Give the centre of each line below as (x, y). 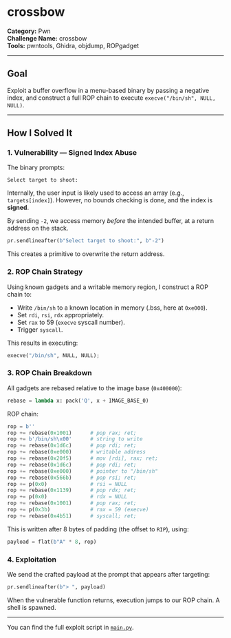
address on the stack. (38, 228)
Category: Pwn (29, 31)
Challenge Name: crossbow (47, 38)
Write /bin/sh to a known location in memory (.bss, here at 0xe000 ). (112, 308)
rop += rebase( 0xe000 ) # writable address (77, 452)
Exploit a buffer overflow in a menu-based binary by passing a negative (108, 90)
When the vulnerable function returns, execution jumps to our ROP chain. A (113, 600)
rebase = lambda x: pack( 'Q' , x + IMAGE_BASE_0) (78, 401)
